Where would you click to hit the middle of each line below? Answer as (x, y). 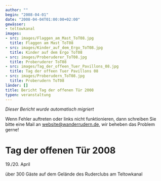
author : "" (17, 10)
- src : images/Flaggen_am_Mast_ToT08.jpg (50, 39)
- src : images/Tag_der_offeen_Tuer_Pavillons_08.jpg (62, 66)
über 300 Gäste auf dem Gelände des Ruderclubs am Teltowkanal (74, 174)
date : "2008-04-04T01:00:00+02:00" (43, 19)
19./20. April (18, 164)
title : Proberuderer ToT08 (38, 62)
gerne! (12, 130)
